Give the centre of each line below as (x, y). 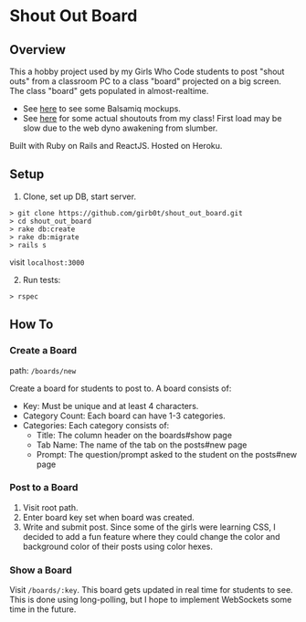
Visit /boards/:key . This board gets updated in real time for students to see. (152, 590)
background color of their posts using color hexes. (117, 546)
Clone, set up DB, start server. (79, 196)
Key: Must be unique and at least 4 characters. (111, 406)
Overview (38, 50)
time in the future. (43, 609)
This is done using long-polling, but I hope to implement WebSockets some (151, 600)
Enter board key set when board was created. (108, 517)
